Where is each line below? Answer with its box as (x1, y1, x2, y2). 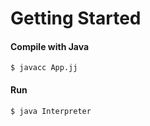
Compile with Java (10, 40, 90, 52)
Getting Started (10, 7, 142, 30)
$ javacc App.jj (10, 63, 78, 73)
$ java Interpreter (10, 106, 92, 116)
